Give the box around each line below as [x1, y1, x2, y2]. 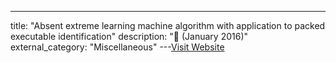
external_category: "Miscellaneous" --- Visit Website [10, 41, 225, 53]
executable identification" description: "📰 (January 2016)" [10, 31, 249, 42]
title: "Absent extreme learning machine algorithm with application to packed [10, 20, 326, 31]
